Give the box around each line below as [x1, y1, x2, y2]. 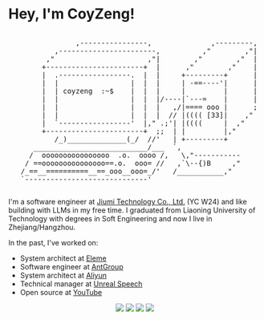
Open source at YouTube [19, 287, 103, 297]
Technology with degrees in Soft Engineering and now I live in [8, 213, 213, 223]
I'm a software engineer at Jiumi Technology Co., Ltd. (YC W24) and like [8, 196, 247, 206]
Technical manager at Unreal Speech [19, 278, 143, 289]
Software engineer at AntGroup [19, 261, 124, 271]
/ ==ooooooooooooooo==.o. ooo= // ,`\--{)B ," [24, 158, 241, 168]
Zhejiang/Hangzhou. [8, 222, 76, 232]
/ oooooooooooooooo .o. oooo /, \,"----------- [29, 150, 241, 160]
